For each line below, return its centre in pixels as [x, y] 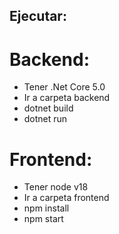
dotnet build [48, 108]
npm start [43, 219]
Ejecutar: [38, 16]
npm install [46, 208]
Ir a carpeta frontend [66, 198]
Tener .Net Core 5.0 [64, 87]
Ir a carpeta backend [67, 98]
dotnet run [45, 119]
